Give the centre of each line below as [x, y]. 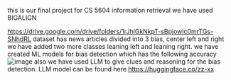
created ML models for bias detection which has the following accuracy [112, 54]
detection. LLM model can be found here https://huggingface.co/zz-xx [111, 69]
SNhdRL [20, 39]
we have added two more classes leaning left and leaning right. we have [113, 46]
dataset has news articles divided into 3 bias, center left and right [129, 39]
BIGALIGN [22, 18]
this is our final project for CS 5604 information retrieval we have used [110, 10]
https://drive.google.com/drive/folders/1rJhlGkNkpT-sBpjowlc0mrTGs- [111, 32]
